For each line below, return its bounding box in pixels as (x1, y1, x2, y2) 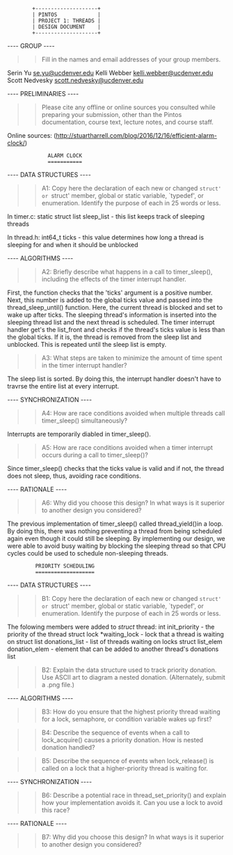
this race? (41, 806, 70, 814)
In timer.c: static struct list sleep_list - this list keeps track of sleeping (7, 212, 205, 221)
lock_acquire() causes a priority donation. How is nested (41, 736, 204, 744)
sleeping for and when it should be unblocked (7, 241, 138, 249)
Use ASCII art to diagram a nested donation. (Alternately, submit (41, 673, 226, 681)
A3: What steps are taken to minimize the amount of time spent (41, 354, 223, 362)
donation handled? (41, 744, 95, 751)
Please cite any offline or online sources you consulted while (41, 103, 216, 111)
